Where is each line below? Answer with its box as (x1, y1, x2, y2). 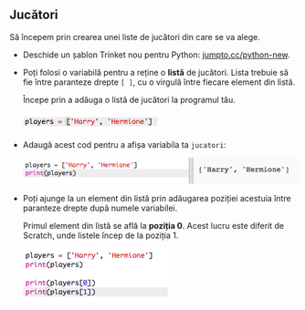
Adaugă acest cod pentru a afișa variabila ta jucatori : (22, 139, 226, 150)
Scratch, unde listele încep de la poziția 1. (22, 230, 179, 241)
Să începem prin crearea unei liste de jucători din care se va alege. (9, 31, 260, 42)
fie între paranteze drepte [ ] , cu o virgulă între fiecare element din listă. (22, 77, 296, 88)
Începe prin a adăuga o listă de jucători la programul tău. (22, 94, 236, 105)
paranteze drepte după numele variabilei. (22, 202, 178, 213)
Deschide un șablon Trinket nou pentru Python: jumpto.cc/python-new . (22, 49, 290, 60)
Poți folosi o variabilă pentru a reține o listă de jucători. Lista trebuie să (22, 67, 289, 77)
